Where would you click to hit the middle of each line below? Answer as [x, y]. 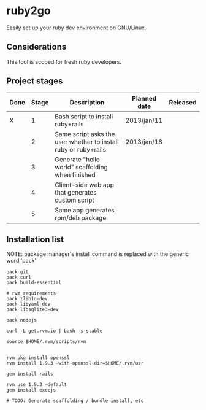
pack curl [19, 277]
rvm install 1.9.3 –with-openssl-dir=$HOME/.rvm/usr [75, 363]
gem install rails [30, 374]
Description [87, 102]
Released [183, 102]
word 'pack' [21, 261]
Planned [144, 98]
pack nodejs [21, 320]
